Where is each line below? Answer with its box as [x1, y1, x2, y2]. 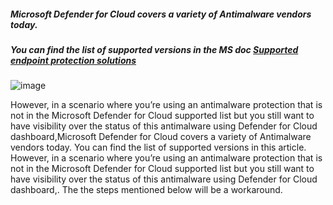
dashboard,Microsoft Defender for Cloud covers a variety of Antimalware [10, 131, 312, 143]
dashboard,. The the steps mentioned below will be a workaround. [10, 184, 283, 196]
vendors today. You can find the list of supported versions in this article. [10, 141, 307, 154]
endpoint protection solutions [10, 54, 137, 66]
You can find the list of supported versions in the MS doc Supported [10, 43, 299, 55]
